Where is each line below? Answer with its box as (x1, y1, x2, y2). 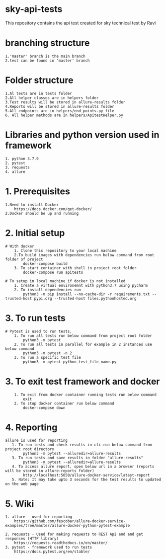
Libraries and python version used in (5, 129, 160, 140)
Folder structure (5, 75, 74, 86)
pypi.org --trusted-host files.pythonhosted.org (34, 296, 137, 301)
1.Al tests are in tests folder (5, 91, 72, 96)
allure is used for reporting (5, 438, 68, 443)
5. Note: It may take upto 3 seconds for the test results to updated (11, 477, 162, 482)
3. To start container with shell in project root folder (14, 265, 137, 270)
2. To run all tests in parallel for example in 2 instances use (14, 342, 153, 347)
